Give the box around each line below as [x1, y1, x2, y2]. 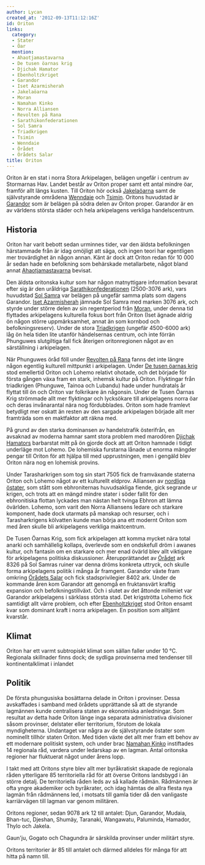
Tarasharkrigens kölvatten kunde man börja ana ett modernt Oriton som [6, 517, 187, 524]
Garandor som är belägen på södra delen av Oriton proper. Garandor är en [6, 200, 194, 207]
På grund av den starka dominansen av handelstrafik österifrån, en [6, 426, 175, 434]
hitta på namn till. [6, 852, 50, 859]
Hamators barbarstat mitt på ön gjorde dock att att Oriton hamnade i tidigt [6, 439, 192, 447]
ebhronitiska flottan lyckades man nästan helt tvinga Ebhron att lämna [6, 497, 182, 504]
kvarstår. [6, 613, 29, 620]
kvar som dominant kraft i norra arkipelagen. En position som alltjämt [6, 607, 180, 614]
